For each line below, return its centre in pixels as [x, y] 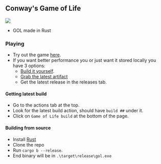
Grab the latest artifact [44, 77]
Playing [15, 44]
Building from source [28, 128]
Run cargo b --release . [38, 150]
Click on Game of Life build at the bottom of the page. [71, 116]
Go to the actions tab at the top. [46, 105]
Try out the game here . [37, 55]
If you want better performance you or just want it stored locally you [84, 60]
